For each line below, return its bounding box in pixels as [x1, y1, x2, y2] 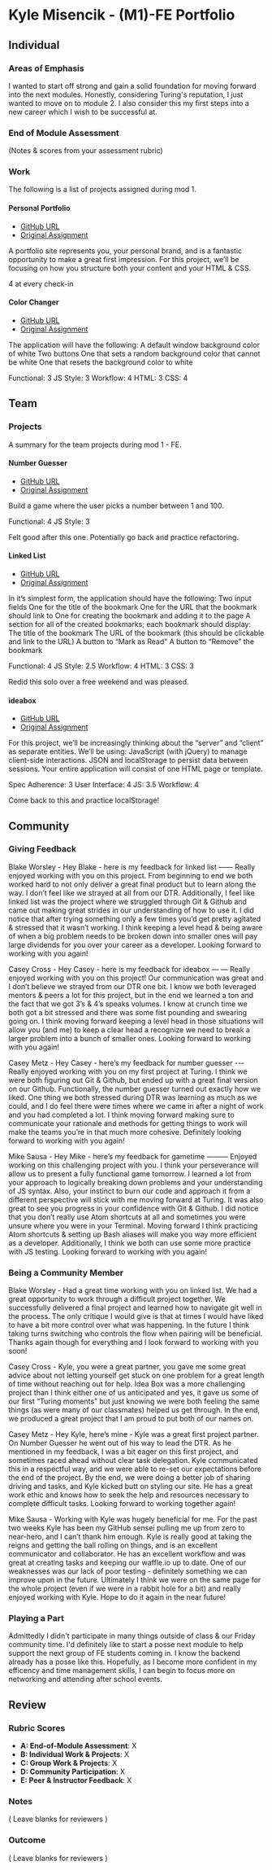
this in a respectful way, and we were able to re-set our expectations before [8, 1464, 262, 1474]
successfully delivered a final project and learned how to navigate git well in [8, 1303, 262, 1312]
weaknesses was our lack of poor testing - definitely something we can [8, 1566, 248, 1576]
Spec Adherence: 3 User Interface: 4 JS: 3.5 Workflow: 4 [8, 780, 199, 790]
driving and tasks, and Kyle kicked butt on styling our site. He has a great [8, 1482, 253, 1491]
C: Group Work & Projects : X [19, 1758, 118, 1768]
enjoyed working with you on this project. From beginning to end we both [8, 870, 253, 880]
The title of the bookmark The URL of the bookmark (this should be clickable [8, 628, 265, 637]
